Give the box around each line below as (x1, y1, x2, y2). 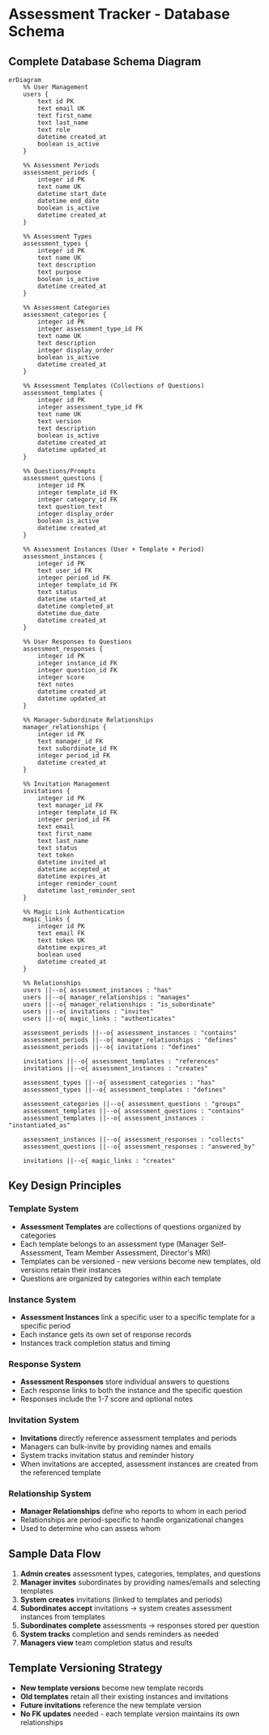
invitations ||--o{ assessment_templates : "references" (23, 1057, 220, 1065)
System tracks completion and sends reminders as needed (19, 1629, 219, 1638)
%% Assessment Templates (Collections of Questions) (23, 382, 205, 390)
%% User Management (23, 83, 89, 91)
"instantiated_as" (8, 1121, 70, 1130)
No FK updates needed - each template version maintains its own (19, 1708, 241, 1719)
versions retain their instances (19, 1264, 122, 1274)
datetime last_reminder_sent (37, 887, 136, 895)
